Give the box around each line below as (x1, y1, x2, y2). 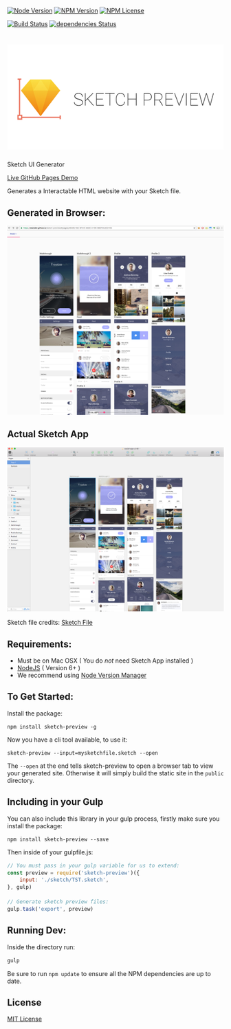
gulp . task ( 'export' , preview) (7, 905, 94, 912)
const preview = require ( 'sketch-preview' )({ (7, 870, 140, 876)
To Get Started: (7, 691, 74, 702)
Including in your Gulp (7, 796, 104, 808)
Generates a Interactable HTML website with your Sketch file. (7, 187, 181, 195)
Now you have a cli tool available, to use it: (7, 735, 128, 744)
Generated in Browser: (7, 207, 106, 219)
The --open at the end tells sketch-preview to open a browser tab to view (7, 762, 214, 770)
